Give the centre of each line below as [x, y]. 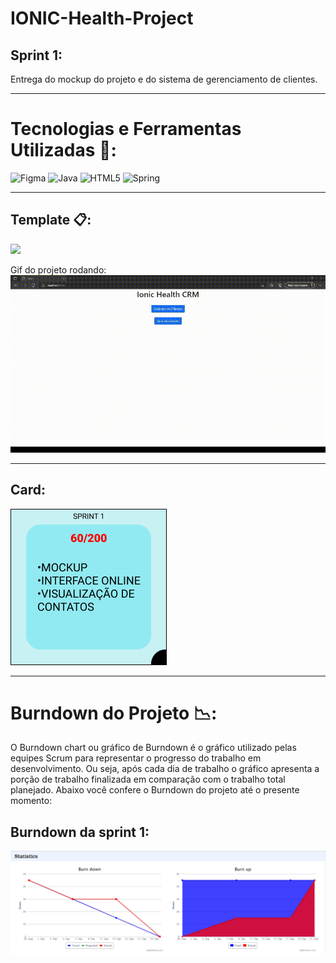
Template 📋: [51, 220]
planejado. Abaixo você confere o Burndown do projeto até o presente [155, 790]
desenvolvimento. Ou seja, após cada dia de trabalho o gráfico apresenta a [165, 769]
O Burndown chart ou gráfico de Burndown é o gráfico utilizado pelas [153, 748]
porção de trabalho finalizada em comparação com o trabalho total [148, 779]
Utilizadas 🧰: [63, 150]
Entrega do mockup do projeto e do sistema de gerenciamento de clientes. [164, 79]
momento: [31, 801]
